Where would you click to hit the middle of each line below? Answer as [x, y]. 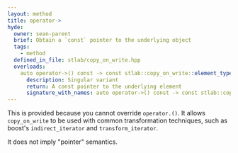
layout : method [30, 14]
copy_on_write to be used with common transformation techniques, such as [118, 120]
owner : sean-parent [42, 34]
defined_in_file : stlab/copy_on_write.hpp [77, 60]
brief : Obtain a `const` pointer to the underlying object [103, 40]
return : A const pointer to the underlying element [104, 86]
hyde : [15, 27]
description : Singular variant [72, 80]
